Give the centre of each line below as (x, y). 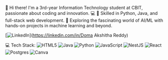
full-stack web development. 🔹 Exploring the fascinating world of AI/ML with (84, 20)
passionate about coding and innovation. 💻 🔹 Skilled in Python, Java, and (81, 13)
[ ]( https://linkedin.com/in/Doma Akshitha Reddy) (67, 35)
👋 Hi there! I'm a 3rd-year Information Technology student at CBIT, (74, 8)
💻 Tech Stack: (20, 45)
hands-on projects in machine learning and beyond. (59, 26)
